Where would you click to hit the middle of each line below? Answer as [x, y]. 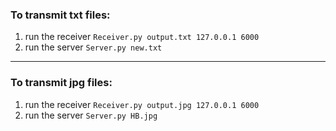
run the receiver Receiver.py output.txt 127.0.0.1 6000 [142, 37]
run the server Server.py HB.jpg [91, 115]
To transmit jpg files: [61, 83]
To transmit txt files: [60, 15]
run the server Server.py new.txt [93, 47]
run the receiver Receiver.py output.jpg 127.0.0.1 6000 [142, 104]
